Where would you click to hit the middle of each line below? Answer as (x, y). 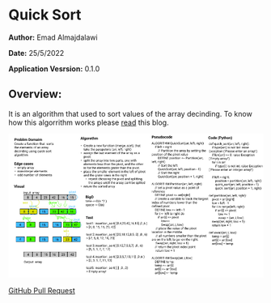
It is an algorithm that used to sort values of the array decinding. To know (130, 113)
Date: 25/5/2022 (36, 53)
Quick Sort (45, 15)
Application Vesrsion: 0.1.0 (54, 68)
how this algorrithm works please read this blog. (89, 122)
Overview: (35, 94)
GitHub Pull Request (42, 291)
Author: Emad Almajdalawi (53, 37)
